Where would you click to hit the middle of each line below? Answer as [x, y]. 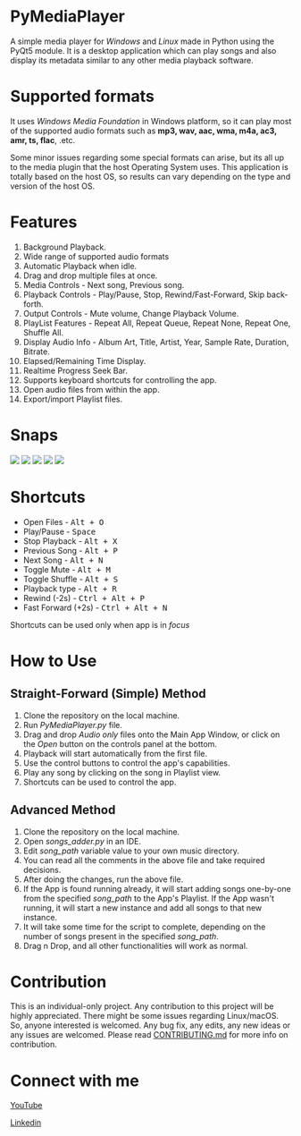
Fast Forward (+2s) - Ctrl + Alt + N [95, 607]
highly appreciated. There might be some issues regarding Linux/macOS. [145, 1016]
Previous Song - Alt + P [71, 550]
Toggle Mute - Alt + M [67, 569]
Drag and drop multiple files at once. [90, 276]
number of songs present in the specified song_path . [121, 936]
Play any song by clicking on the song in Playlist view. [122, 772]
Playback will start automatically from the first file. [115, 753]
